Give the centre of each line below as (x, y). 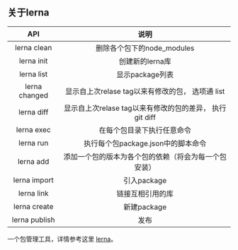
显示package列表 (145, 74)
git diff (145, 117)
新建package (145, 207)
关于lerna (28, 13)
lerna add (33, 161)
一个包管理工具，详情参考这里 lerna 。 (62, 239)
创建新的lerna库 (145, 61)
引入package (145, 180)
